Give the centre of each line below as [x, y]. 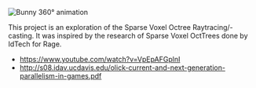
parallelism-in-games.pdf [60, 76]
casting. [21, 36]
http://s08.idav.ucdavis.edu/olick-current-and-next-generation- [123, 68]
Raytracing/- [212, 27]
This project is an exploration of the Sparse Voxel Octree [99, 27]
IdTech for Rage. [35, 44]
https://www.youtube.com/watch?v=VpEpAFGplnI [100, 59]
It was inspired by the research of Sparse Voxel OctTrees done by [142, 36]
